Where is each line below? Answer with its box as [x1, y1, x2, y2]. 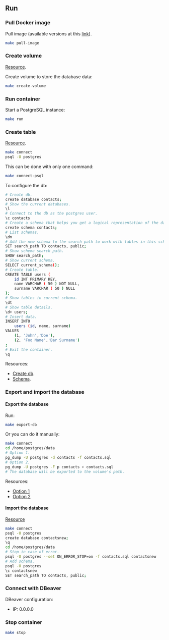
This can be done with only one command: [5, 164, 94, 170]
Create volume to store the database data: [5, 73, 93, 80]
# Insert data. [5, 314, 37, 319]
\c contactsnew [5, 568, 37, 573]
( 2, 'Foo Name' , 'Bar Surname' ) [14, 338, 80, 343]
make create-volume [5, 83, 46, 88]
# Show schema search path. [5, 248, 64, 254]
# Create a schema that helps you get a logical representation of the [5, 221, 158, 226]
